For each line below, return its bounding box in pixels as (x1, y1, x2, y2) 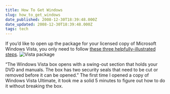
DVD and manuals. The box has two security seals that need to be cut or (5, 67, 158, 73)
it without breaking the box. (5, 83, 63, 89)
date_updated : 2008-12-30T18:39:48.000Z (5, 21, 93, 27)
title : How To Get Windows (5, 7, 63, 13)
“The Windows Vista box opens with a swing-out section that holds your (5, 61, 158, 67)
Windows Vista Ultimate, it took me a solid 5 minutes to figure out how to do (5, 78, 165, 84)
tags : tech (5, 27, 29, 32)
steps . (5, 52, 19, 58)
